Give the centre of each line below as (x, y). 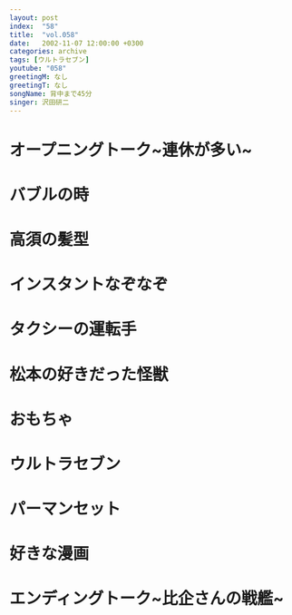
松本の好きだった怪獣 (89, 374)
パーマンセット (65, 509)
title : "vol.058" (44, 34)
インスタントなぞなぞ (89, 284)
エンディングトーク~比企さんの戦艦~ (147, 599)
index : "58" (34, 26)
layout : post (34, 18)
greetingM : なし (39, 77)
